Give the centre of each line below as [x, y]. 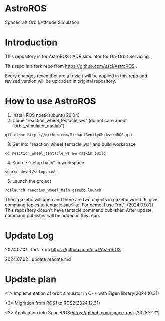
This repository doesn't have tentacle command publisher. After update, [79, 210]
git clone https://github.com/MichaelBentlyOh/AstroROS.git [69, 135]
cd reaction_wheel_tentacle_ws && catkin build [56, 153]
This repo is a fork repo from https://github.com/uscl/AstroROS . [71, 66]
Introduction [31, 43]
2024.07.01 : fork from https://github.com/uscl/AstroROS [63, 249]
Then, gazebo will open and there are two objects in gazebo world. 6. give [81, 199]
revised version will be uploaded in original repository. [61, 81]
